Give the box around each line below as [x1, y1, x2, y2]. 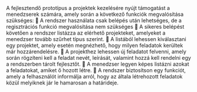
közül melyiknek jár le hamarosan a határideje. [6, 79, 119, 86]
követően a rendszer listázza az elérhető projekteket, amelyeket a [6, 29, 166, 36]
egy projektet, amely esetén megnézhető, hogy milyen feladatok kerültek [6, 42, 183, 49]
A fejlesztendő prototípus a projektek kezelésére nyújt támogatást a [6, 5, 170, 11]
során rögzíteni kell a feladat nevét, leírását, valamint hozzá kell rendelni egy [6, 54, 192, 61]
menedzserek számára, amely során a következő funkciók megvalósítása [6, 11, 184, 18]
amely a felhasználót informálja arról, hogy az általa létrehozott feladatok [6, 73, 183, 80]
